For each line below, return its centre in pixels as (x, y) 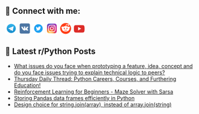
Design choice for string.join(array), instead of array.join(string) (93, 104)
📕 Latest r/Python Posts (51, 52)
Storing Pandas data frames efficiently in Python (74, 98)
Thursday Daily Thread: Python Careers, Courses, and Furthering (95, 78)
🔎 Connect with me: (43, 11)
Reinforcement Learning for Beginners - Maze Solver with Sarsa (93, 92)
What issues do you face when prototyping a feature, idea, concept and (103, 66)
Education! (27, 85)
